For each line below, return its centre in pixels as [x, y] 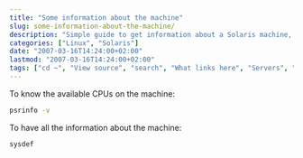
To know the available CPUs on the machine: [92, 93]
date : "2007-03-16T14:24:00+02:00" [76, 51]
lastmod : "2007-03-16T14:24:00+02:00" [82, 60]
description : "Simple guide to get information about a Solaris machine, [151, 34]
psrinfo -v [30, 110]
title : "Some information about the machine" [96, 18]
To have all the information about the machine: [96, 127]
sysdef [22, 144]
